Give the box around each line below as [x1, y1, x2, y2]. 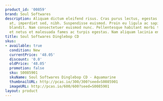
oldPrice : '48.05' [9, 61, 47, 66]
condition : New [9, 48, 40, 52]
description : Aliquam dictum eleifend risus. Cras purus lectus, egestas [5, 16, 158, 21]
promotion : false [9, 66, 45, 71]
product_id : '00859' [5, 7, 47, 12]
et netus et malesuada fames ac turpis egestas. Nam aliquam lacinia [9, 30, 153, 34]
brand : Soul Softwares [5, 12, 51, 17]
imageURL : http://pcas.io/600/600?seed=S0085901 [9, 84, 110, 89]
